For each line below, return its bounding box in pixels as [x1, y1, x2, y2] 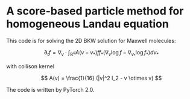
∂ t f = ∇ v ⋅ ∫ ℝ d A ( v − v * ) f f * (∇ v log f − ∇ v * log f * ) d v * [43, 48, 159, 59]
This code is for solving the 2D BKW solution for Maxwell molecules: [6, 37, 176, 44]
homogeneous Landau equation [6, 17, 169, 31]
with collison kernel [6, 63, 55, 70]
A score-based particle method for [6, 4, 184, 18]
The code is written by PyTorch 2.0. [6, 86, 95, 94]
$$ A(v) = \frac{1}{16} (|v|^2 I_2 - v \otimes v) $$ [40, 74, 162, 82]
